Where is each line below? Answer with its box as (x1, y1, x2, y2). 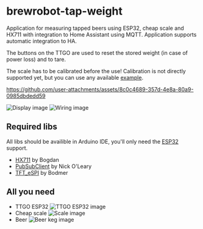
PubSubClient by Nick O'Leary (15, 163, 92, 170)
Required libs (6, 122, 58, 132)
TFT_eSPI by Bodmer (15, 169, 68, 176)
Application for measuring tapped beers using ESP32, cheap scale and (6, 24, 184, 32)
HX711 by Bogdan (15, 156, 59, 163)
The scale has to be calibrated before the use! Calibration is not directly (6, 67, 186, 74)
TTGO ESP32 (15, 203, 49, 210)
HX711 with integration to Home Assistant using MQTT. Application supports (6, 30, 197, 38)
